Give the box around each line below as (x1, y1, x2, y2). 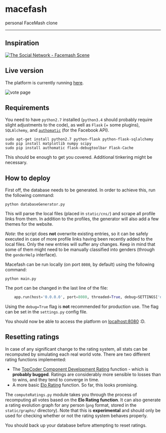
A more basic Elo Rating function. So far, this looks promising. (12, 382, 138, 388)
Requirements (5, 103, 49, 112)
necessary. (5, 160, 28, 166)
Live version (5, 66, 43, 75)
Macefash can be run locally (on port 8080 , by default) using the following (5, 261, 155, 267)
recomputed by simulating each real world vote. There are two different (5, 351, 151, 357)
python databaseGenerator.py (5, 202, 65, 207)
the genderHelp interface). (5, 252, 58, 258)
